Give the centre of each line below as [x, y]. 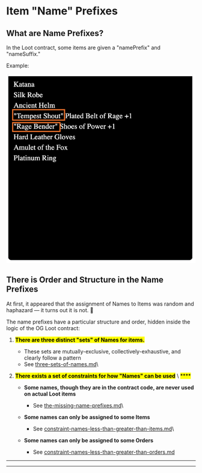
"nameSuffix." [23, 54]
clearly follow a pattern [52, 358]
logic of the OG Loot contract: [43, 328]
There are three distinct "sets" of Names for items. [80, 340]
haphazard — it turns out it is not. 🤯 [50, 310]
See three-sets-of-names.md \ [61, 364]
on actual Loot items [50, 394]
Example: [18, 65]
